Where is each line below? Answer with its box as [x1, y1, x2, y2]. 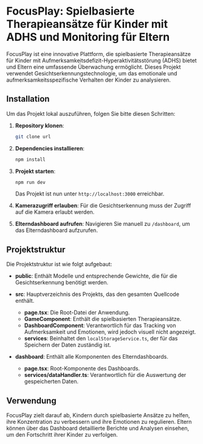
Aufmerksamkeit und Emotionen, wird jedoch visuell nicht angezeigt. [24, 328, 196, 336]
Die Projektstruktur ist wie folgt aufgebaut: [6, 261, 112, 268]
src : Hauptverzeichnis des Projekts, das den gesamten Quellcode [15, 291, 179, 298]
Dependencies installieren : [15, 144, 85, 152]
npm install [15, 157, 46, 163]
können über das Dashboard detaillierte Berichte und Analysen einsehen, [6, 425, 190, 432]
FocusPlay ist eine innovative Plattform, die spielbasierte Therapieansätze [6, 50, 191, 57]
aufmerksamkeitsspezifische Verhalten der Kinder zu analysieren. [6, 76, 171, 83]
